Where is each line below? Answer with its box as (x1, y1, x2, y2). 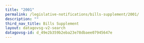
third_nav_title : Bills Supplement (5, 21, 79, 26)
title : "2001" (5, 7, 35, 12)
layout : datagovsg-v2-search (5, 26, 66, 31)
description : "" (5, 16, 39, 21)
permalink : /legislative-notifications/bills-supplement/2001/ (5, 12, 140, 17)
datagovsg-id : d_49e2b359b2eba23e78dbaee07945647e (5, 30, 113, 35)
